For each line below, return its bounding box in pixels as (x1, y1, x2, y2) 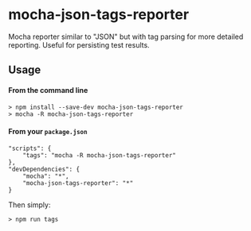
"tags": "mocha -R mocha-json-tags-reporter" (22, 151, 177, 160)
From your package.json (8, 127, 88, 137)
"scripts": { (8, 144, 52, 152)
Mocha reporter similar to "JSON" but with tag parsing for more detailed (8, 32, 244, 41)
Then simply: (8, 200, 51, 210)
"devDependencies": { (8, 165, 80, 173)
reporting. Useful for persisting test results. (8, 40, 150, 49)
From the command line (8, 85, 88, 94)
